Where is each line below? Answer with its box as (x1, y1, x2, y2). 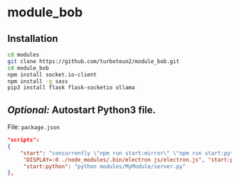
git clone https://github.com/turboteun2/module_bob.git (7, 57, 180, 65)
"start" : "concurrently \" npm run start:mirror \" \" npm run (20, 150, 202, 157)
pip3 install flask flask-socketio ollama (7, 84, 135, 91)
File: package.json (7, 123, 60, 131)
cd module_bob (7, 65, 50, 72)
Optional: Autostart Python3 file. (7, 104, 156, 116)
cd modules (7, 51, 40, 58)
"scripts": (7, 136, 40, 144)
